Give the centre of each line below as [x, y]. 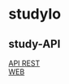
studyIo [35, 14]
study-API [34, 44]
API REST [24, 63]
